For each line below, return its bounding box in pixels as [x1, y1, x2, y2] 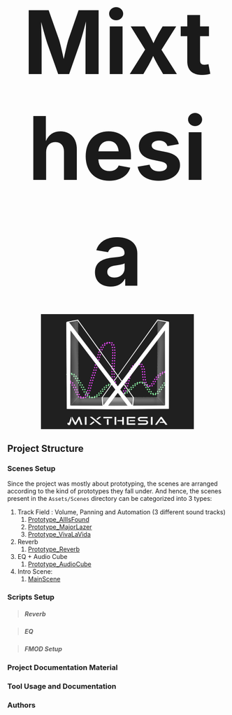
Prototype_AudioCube [27, 560, 92, 569]
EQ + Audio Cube [17, 553, 68, 561]
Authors [7, 700, 36, 709]
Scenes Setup [7, 463, 56, 473]
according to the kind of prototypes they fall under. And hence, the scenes [7, 487, 222, 495]
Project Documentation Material [7, 663, 118, 672]
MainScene [27, 575, 61, 583]
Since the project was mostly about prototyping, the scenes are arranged [7, 479, 218, 488]
